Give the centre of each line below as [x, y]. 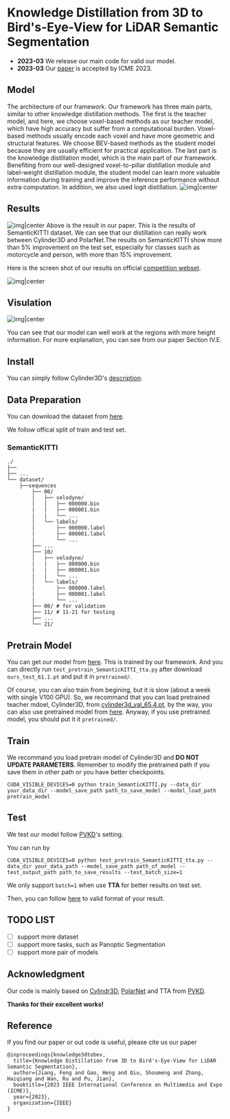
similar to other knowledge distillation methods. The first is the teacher [107, 114]
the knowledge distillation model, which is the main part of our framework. [112, 158]
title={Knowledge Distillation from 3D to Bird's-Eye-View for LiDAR [115, 1061]
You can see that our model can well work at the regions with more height [111, 332]
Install [21, 362]
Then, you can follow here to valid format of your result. [86, 898]
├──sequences [38, 486]
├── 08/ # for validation [69, 606]
